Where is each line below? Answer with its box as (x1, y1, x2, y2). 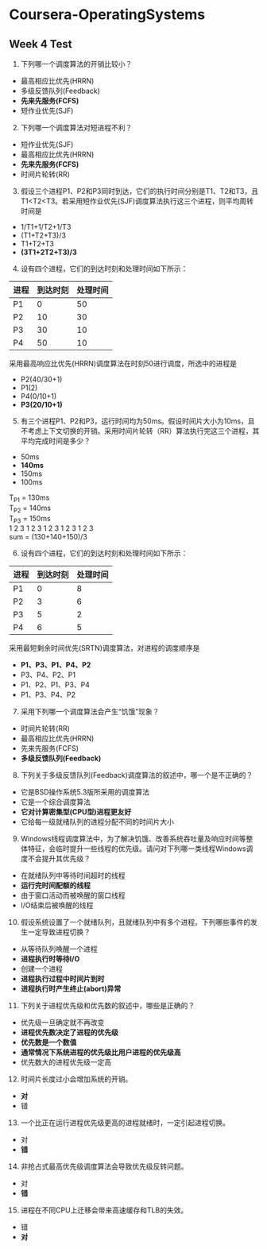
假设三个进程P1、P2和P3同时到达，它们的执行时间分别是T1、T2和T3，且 (20, 187, 259, 195)
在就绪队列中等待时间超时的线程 (20, 871, 126, 880)
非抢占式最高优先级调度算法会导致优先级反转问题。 (20, 1162, 188, 1171)
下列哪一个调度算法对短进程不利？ (20, 123, 133, 132)
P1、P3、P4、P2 (20, 690, 76, 700)
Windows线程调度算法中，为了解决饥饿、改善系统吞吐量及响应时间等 (20, 834, 246, 844)
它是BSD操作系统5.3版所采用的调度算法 (20, 787, 150, 797)
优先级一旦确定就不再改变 (20, 1018, 105, 1027)
